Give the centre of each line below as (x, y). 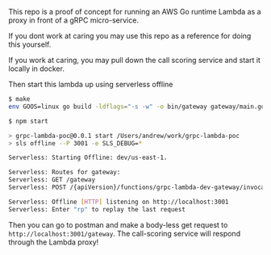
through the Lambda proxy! (54, 242)
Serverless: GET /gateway (52, 180)
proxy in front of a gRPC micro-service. (74, 20)
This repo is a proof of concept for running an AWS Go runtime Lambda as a (135, 12)
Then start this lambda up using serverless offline (91, 84)
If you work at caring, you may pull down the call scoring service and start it (134, 60)
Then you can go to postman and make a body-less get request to (118, 224)
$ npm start (28, 121)
